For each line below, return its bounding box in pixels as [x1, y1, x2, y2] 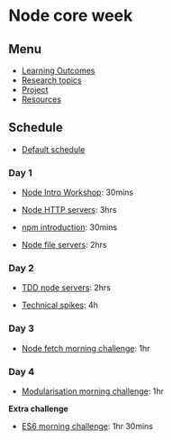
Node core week [8, 5, 133, 26]
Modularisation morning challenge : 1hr [21, 386, 164, 397]
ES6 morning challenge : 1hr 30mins [21, 421, 154, 431]
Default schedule [21, 143, 86, 154]
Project [21, 85, 49, 95]
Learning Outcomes [21, 65, 96, 76]
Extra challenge [8, 403, 68, 414]
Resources [21, 94, 62, 105]
